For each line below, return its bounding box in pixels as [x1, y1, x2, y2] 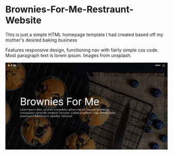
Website [5, 14, 42, 26]
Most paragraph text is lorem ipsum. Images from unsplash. [5, 52, 132, 59]
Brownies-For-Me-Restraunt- [5, 4, 134, 15]
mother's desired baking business [5, 37, 77, 43]
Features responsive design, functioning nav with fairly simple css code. [5, 47, 159, 53]
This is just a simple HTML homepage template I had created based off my [5, 31, 164, 37]
